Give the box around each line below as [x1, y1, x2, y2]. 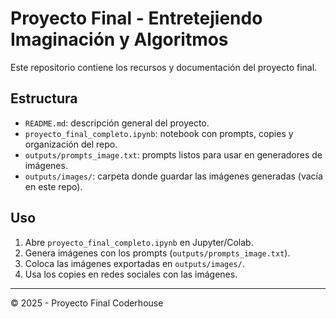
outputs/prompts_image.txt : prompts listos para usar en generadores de [24, 148, 323, 161]
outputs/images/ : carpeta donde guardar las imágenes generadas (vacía [24, 170, 323, 182]
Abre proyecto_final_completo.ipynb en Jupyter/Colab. [24, 236, 254, 248]
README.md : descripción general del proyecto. [24, 117, 210, 129]
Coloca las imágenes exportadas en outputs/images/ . [24, 257, 245, 269]
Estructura [10, 90, 78, 107]
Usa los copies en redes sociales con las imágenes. [24, 268, 238, 280]
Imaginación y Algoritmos [10, 28, 229, 51]
